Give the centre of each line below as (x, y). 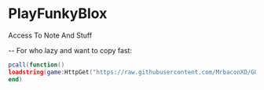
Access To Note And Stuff (50, 35)
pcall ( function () (37, 65)
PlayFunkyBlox (58, 14)
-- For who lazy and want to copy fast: (70, 50)
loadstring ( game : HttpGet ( (50, 72)
